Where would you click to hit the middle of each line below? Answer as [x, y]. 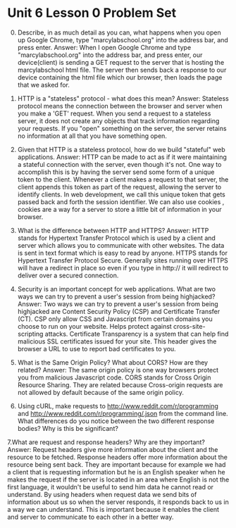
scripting [30, 334]
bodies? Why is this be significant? [68, 428]
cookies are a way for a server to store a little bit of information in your [119, 209]
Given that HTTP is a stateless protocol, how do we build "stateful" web [121, 149]
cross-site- [190, 326]
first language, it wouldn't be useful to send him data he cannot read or [110, 486]
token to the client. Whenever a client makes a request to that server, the [123, 179]
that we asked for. [44, 84]
